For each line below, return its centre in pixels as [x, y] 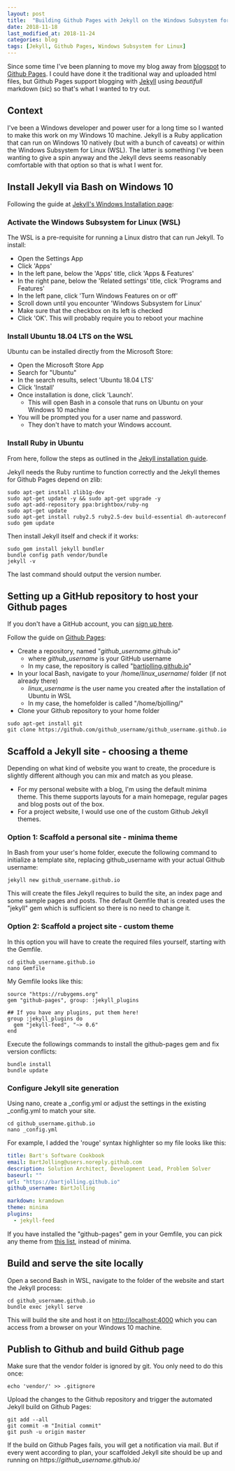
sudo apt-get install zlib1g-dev [56, 492]
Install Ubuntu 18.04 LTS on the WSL [70, 336]
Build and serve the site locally [76, 1264]
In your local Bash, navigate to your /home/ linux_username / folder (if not [122, 674]
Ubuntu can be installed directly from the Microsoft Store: [90, 352]
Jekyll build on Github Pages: [49, 1407]
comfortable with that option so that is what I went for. [85, 165]
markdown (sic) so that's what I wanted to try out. [79, 89]
